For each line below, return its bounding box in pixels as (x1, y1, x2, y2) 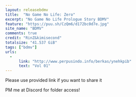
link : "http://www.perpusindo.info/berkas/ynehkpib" (18, 59, 132, 64)
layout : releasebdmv (5, 7, 49, 13)
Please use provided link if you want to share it (5, 77, 102, 83)
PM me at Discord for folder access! (5, 87, 80, 93)
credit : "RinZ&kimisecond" (5, 36, 62, 41)
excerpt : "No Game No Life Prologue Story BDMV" (5, 17, 109, 22)
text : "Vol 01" (18, 63, 51, 68)
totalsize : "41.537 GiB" (5, 40, 57, 45)
